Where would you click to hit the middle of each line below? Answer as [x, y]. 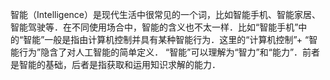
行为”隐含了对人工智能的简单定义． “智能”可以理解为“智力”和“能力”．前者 [169, 52]
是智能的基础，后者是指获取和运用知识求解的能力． [115, 64]
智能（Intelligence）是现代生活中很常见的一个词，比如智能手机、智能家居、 [165, 14]
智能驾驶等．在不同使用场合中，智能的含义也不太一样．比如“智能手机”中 [159, 27]
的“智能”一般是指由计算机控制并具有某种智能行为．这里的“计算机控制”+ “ [160, 39]
